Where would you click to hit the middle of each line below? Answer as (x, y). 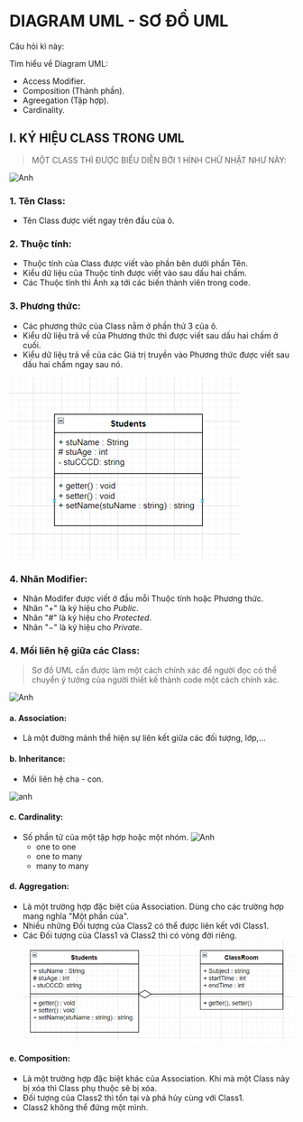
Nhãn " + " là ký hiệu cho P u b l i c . (80, 607)
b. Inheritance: (37, 759)
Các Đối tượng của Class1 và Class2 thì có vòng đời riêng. (129, 935)
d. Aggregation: (39, 886)
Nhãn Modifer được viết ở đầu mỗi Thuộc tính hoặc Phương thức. (143, 598)
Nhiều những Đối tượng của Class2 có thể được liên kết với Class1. (145, 926)
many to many (62, 866)
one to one (56, 847)
